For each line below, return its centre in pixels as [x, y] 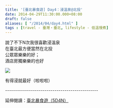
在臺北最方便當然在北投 [29, 49]
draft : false [18, 19]
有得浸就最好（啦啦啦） [29, 81]
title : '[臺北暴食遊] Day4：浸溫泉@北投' [44, 10]
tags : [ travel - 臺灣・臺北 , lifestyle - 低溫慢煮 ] [57, 28]
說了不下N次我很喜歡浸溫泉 [33, 43]
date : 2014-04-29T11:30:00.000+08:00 [44, 14]
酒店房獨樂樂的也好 [25, 61]
